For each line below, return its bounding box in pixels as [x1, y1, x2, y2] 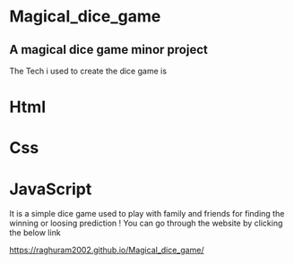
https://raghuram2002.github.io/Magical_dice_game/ [9, 244, 204, 256]
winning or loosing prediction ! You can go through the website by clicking [9, 217, 283, 229]
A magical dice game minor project [9, 42, 208, 57]
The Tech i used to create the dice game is [9, 65, 168, 76]
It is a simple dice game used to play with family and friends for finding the [9, 209, 285, 219]
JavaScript [9, 179, 92, 199]
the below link [9, 227, 61, 238]
